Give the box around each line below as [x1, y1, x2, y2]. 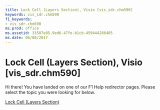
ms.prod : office [5, 26, 39, 31]
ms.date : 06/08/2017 [5, 35, 48, 40]
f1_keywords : [5, 16, 32, 21]
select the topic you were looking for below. [5, 89, 95, 95]
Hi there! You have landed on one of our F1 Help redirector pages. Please [5, 83, 155, 90]
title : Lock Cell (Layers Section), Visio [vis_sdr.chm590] [5, 7, 133, 12]
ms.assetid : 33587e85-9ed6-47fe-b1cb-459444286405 [5, 30, 113, 35]
